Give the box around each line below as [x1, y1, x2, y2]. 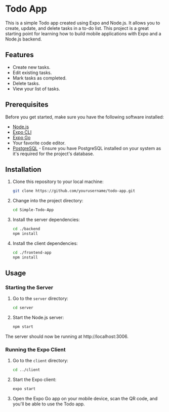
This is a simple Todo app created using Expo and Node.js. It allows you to [5, 20, 160, 26]
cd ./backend [12, 227, 40, 232]
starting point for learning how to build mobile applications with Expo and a [5, 30, 161, 36]
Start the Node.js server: [12, 315, 64, 321]
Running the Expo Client [5, 346, 66, 353]
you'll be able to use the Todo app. [12, 401, 85, 407]
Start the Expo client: [12, 377, 57, 383]
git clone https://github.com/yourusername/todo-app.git [12, 189, 136, 194]
